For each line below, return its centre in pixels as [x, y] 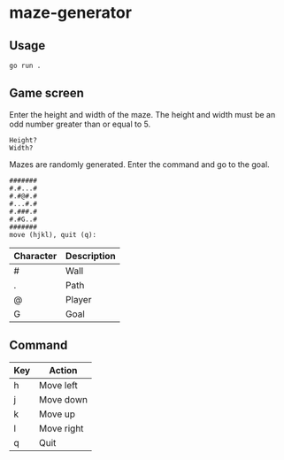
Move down [63, 399]
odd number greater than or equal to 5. [80, 124]
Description [91, 256]
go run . [25, 65]
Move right [61, 428]
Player [78, 299]
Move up [57, 414]
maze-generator [71, 13]
